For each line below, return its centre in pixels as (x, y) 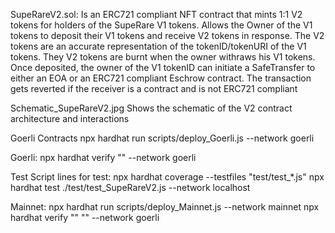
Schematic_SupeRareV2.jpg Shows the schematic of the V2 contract (151, 108)
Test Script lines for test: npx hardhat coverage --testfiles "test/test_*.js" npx (167, 177)
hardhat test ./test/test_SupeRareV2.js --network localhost (130, 187)
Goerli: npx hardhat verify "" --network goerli (103, 157)
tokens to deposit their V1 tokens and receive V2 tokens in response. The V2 (167, 35)
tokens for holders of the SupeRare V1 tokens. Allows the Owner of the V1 (161, 25)
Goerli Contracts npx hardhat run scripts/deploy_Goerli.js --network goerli (162, 138)
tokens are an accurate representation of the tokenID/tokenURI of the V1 (158, 46)
